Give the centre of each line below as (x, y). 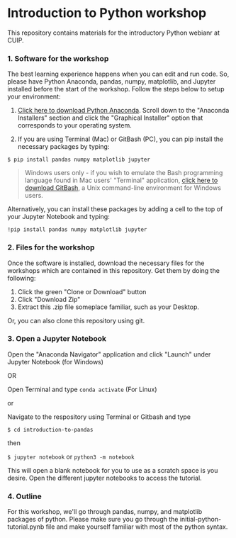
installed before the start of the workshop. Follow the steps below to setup (116, 89)
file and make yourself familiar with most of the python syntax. (137, 527)
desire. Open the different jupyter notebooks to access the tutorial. (105, 478)
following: (22, 278)
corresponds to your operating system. (75, 125)
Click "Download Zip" (49, 299)
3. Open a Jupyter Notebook (57, 339)
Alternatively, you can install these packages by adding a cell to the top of (115, 209)
